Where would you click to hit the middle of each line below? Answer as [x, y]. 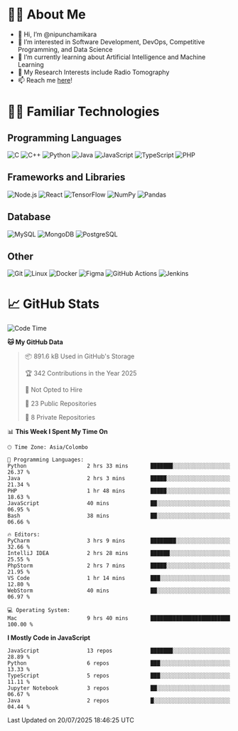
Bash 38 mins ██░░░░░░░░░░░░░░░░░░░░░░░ [119, 516]
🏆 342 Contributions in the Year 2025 [81, 373]
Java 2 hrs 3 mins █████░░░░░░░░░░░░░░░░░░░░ [119, 479]
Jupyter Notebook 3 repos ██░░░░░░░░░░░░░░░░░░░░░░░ [119, 688]
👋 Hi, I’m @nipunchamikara [57, 34]
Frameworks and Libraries [66, 177]
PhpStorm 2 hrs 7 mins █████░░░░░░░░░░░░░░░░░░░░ [119, 566]
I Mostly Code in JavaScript [49, 638]
